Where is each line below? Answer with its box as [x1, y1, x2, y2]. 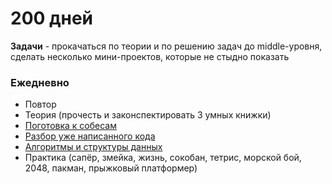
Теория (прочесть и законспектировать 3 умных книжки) [24, 109, 272, 121]
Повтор [24, 98, 57, 111]
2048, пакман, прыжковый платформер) [24, 162, 198, 174]
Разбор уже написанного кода [24, 130, 156, 142]
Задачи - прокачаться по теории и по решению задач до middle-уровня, [10, 40, 323, 52]
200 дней [10, 7, 94, 30]
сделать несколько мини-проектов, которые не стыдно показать [10, 50, 290, 62]
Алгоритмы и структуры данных [24, 141, 163, 153]
